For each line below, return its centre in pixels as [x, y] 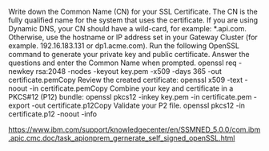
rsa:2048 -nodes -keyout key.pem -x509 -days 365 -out [129, 71]
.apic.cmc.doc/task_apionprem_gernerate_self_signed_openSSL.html [122, 138]
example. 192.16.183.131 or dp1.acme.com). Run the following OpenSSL [124, 46]
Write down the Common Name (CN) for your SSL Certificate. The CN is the [133, 12]
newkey [21, 71]
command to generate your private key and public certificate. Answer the [129, 54]
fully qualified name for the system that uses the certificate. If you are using [133, 20]
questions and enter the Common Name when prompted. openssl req [123, 63]
